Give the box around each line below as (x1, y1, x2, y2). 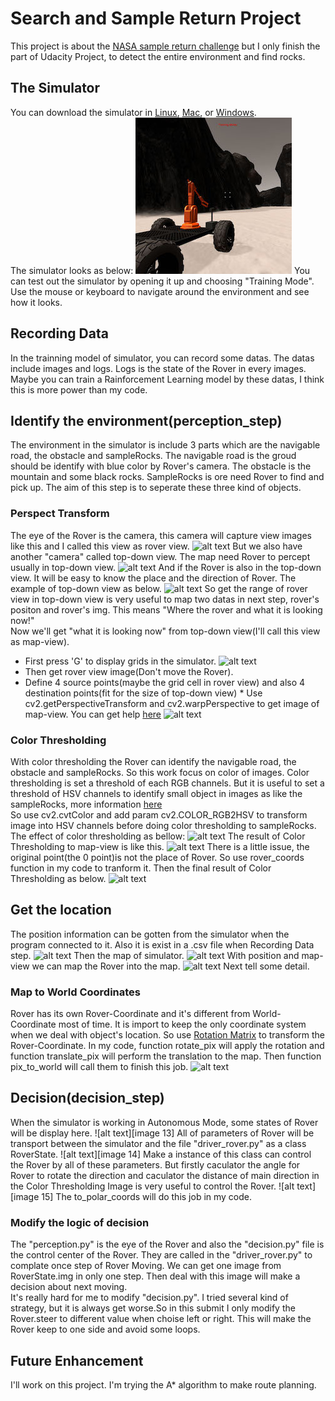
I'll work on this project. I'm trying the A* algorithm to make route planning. (10, 1379, 317, 1391)
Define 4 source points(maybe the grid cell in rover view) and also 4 (24, 676, 306, 688)
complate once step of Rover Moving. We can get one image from (10, 1260, 282, 1272)
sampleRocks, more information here (10, 798, 163, 810)
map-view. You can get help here (24, 708, 162, 720)
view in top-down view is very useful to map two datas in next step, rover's (10, 593, 320, 605)
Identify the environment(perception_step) (10, 412, 283, 429)
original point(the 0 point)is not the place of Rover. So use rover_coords (10, 851, 305, 863)
